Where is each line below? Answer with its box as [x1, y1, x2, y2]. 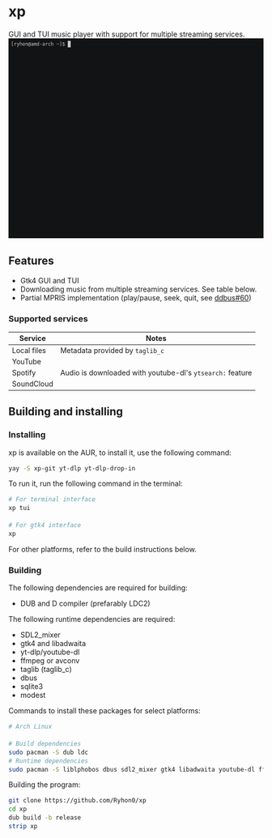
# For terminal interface [8, 496, 96, 504]
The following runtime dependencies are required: [8, 615, 176, 624]
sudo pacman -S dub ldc [8, 748, 89, 756]
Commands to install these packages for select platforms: [8, 706, 201, 716]
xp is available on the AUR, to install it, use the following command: [8, 448, 232, 457]
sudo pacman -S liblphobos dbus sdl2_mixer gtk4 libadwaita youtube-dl [8, 765, 255, 773]
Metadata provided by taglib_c [60, 345, 164, 355]
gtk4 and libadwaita [19, 639, 87, 649]
